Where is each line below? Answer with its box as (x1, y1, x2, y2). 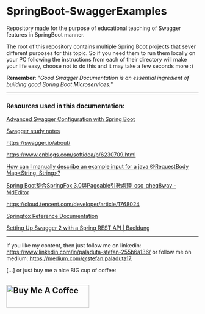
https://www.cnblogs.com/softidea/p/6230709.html (6, 151, 136, 158)
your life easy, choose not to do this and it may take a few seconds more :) (6, 62, 194, 70)
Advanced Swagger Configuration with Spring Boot (6, 115, 135, 123)
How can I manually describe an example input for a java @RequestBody (6, 163, 189, 170)
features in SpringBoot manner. (6, 31, 85, 38)
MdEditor (6, 189, 29, 196)
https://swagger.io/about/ (6, 139, 71, 147)
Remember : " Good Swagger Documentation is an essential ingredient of (6, 74, 190, 81)
